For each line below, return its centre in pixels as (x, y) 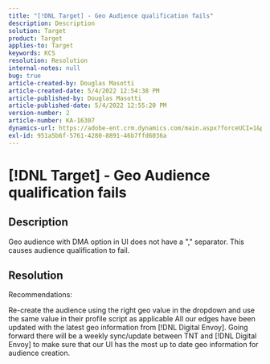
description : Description (51, 23)
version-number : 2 (39, 114)
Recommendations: (40, 295)
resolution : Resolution (48, 61)
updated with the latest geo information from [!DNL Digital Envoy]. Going (128, 328)
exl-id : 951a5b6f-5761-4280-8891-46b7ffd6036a (88, 135)
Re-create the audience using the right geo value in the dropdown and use (132, 310)
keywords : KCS (32, 53)
